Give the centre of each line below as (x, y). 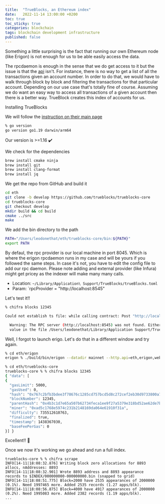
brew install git (23, 165)
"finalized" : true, (29, 417)
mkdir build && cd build (30, 211)
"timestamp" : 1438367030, (36, 422)
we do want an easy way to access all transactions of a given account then (81, 92)
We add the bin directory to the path (42, 230)
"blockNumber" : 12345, (33, 399)
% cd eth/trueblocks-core (31, 367)
